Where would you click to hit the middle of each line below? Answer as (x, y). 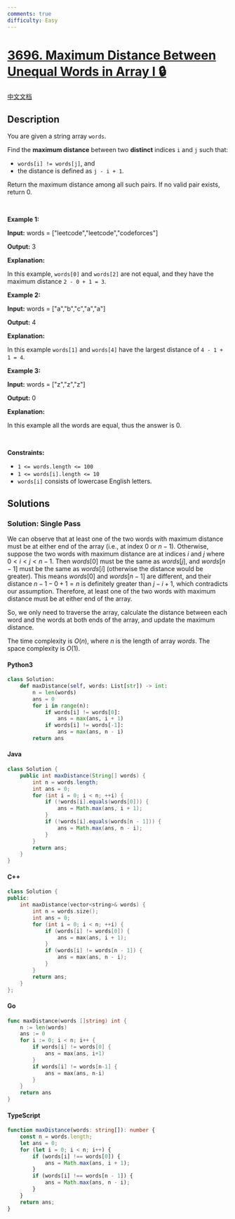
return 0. (20, 192)
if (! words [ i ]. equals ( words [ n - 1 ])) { (103, 822)
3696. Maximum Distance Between (112, 55)
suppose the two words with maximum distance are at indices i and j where (116, 554)
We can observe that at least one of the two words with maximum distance (115, 539)
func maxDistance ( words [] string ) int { (67, 1021)
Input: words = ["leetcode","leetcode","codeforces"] (83, 233)
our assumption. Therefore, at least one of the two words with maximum (112, 591)
